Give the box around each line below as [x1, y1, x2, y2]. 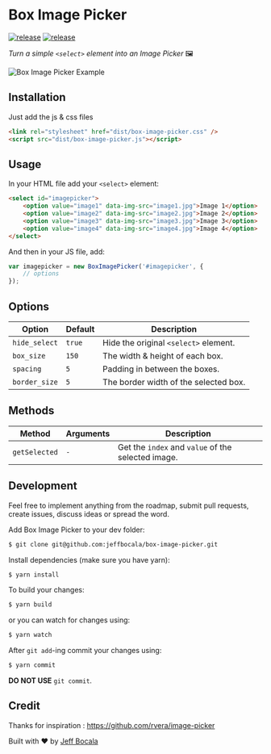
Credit [8, 699, 40, 713]
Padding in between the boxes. [102, 363, 220, 375]
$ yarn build [8, 601, 52, 609]
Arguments [65, 428, 110, 439]
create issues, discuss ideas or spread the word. [8, 509, 169, 518]
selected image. [117, 451, 178, 463]
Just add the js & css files [8, 111, 94, 122]
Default [65, 324, 95, 334]
